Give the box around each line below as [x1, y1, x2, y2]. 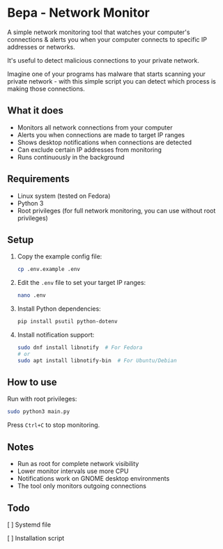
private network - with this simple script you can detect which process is [7, 77, 216, 85]
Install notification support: [17, 331, 95, 339]
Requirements [7, 173, 70, 185]
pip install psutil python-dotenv [17, 318, 118, 325]
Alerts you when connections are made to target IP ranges [17, 130, 185, 139]
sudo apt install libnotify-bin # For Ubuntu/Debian [17, 357, 177, 364]
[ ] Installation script [7, 534, 65, 542]
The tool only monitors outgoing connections [17, 482, 146, 490]
